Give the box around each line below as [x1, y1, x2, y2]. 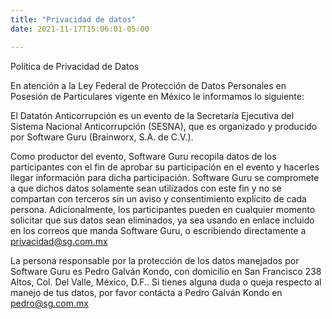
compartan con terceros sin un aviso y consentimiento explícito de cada [10, 192, 307, 205]
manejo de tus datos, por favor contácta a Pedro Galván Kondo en [10, 286, 283, 298]
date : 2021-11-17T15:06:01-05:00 [10, 24, 150, 34]
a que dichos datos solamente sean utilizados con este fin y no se [10, 182, 282, 194]
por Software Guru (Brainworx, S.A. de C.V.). [10, 131, 194, 143]
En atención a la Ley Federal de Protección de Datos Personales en [10, 79, 287, 91]
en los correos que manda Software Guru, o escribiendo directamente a [10, 224, 307, 236]
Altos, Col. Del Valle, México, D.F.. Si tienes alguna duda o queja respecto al [10, 276, 322, 288]
